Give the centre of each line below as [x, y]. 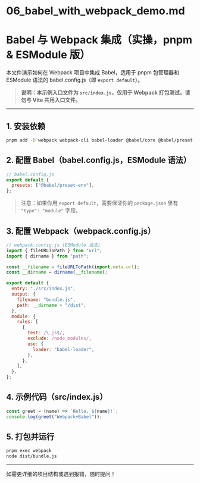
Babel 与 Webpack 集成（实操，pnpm [99, 40]
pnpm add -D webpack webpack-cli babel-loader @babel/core [81, 140]
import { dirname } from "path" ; [48, 256]
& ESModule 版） [49, 55]
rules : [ [28, 322]
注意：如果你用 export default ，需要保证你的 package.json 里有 [99, 203]
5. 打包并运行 [30, 437]
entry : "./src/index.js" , [44, 289]
